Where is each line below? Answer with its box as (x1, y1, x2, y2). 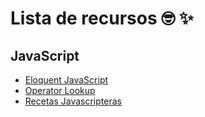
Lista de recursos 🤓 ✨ (10, 7, 194, 30)
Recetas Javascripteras (24, 95, 122, 107)
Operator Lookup (24, 85, 96, 96)
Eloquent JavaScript (24, 74, 109, 86)
